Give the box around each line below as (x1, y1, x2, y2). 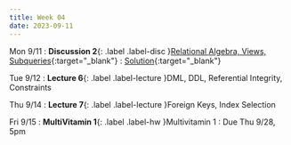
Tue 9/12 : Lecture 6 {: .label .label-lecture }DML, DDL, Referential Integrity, (9, 72, 283, 83)
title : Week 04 (9, 12, 66, 22)
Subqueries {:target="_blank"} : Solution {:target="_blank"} (9, 55, 222, 66)
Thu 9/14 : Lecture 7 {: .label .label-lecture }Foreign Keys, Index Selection (9, 99, 276, 109)
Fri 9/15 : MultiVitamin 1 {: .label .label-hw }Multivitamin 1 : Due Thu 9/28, (9, 117, 276, 127)
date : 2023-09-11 (9, 21, 74, 30)
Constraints (9, 82, 52, 93)
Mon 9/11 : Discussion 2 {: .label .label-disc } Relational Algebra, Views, (9, 45, 267, 56)
